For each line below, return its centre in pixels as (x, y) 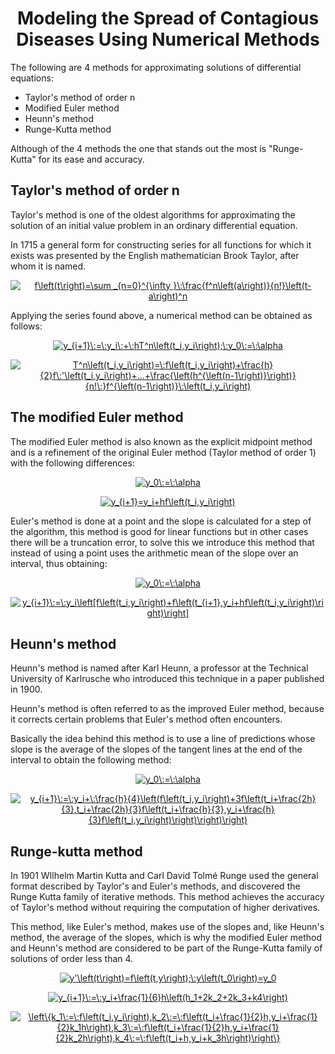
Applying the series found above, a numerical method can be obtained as (161, 315)
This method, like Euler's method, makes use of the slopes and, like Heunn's (167, 927)
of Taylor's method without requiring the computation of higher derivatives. (165, 908)
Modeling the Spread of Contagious (168, 18)
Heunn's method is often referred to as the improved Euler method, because (167, 709)
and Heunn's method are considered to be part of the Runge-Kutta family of (166, 948)
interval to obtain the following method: (91, 760)
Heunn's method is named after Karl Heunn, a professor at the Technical (159, 668)
